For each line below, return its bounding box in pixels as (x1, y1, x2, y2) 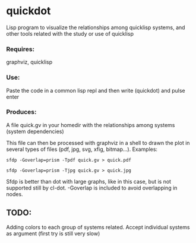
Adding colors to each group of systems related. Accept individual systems (6, 223, 190, 231)
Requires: (6, 45, 34, 53)
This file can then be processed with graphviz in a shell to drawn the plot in (6, 139, 190, 146)
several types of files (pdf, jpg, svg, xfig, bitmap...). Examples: (6, 146, 158, 153)
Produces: (6, 108, 37, 116)
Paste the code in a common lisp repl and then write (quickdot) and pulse (6, 87, 185, 94)
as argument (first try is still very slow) (6, 230, 100, 237)
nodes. (6, 190, 23, 197)
